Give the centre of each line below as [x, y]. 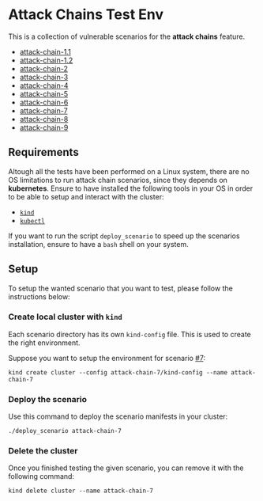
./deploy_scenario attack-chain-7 [65, 431]
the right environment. [44, 343]
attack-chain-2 [44, 68]
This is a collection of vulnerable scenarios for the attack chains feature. [127, 36]
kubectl [32, 221]
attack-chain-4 [44, 85]
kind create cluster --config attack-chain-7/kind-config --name [118, 372]
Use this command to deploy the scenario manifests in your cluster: [118, 416]
